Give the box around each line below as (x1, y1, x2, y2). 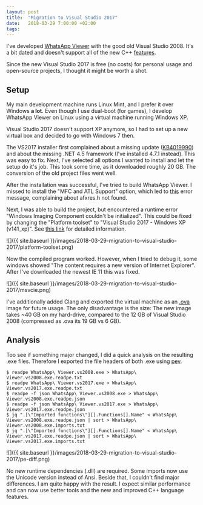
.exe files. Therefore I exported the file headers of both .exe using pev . (6, 358, 182, 365)
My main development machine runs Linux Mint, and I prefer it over (6, 101, 174, 108)
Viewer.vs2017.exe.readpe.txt (6, 385, 83, 391)
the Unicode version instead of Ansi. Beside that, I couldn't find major (6, 473, 180, 481)
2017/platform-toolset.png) (6, 243, 74, 251)
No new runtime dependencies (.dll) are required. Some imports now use (6, 467, 188, 474)
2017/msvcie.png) (6, 286, 52, 294)
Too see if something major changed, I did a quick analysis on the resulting (6, 351, 194, 358)
